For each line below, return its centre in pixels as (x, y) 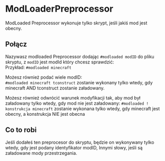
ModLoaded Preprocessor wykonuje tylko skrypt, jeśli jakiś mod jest (76, 23)
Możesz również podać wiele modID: (44, 77)
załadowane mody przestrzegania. (41, 153)
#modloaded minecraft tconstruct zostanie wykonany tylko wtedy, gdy (79, 82)
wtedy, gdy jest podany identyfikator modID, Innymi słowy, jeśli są (74, 147)
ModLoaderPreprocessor (59, 9)
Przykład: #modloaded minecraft (38, 67)
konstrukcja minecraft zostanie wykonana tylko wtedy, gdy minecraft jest (83, 108)
